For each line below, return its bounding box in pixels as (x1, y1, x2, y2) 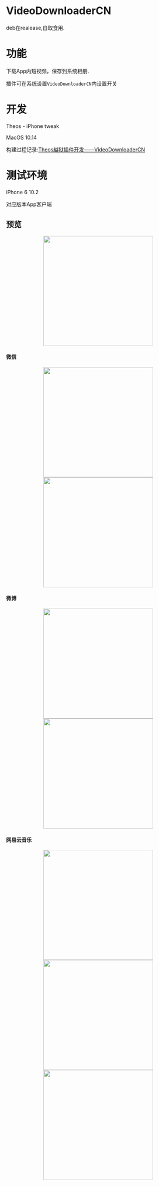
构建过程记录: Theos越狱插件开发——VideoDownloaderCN (6, 146, 146, 153)
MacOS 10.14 (6, 134, 37, 141)
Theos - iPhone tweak (6, 122, 60, 130)
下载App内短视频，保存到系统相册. (6, 67, 89, 75)
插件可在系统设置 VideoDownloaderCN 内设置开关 (6, 80, 117, 87)
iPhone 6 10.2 (6, 188, 39, 195)
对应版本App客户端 (6, 201, 52, 208)
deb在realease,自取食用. (6, 24, 65, 31)
